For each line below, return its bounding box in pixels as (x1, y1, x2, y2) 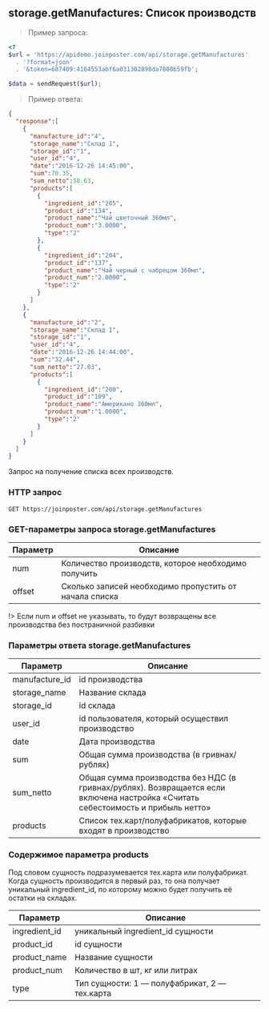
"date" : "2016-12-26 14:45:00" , (29, 162, 134, 171)
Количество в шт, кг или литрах (74, 964, 199, 975)
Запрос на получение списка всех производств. (8, 467, 174, 476)
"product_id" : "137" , (43, 259, 113, 267)
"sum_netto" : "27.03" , (29, 363, 102, 371)
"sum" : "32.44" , (29, 356, 81, 364)
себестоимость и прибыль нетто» (78, 802, 211, 814)
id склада (78, 700, 116, 711)
